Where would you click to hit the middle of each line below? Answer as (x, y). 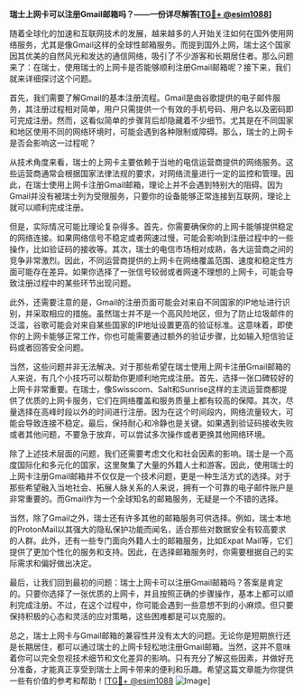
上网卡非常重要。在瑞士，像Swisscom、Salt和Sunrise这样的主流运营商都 (144, 389)
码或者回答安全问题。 (49, 347)
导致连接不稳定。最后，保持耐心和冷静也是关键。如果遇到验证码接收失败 (159, 423)
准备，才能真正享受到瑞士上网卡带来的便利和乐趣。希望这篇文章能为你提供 (155, 669)
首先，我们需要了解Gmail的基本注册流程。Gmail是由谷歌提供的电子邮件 (141, 98)
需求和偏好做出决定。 (56, 563)
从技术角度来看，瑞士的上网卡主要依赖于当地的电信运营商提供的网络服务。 (147, 162)
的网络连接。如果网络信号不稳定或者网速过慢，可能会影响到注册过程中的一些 (151, 238)
